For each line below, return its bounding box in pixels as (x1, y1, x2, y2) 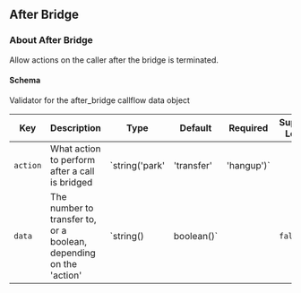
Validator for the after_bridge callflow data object (9, 94, 191, 106)
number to (50, 202, 94, 214)
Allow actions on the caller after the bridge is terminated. (9, 54, 219, 65)
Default (179, 121, 212, 134)
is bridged (50, 176, 93, 188)
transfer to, (50, 212, 97, 225)
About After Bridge (9, 34, 94, 47)
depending (50, 246, 96, 259)
